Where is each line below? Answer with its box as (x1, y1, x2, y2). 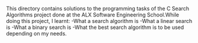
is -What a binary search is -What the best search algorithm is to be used (6, 24, 184, 31)
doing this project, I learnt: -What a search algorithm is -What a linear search (6, 18, 193, 24)
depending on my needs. (6, 30, 67, 37)
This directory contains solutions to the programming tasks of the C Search (6, 5, 190, 12)
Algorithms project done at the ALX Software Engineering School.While (6, 11, 179, 18)
